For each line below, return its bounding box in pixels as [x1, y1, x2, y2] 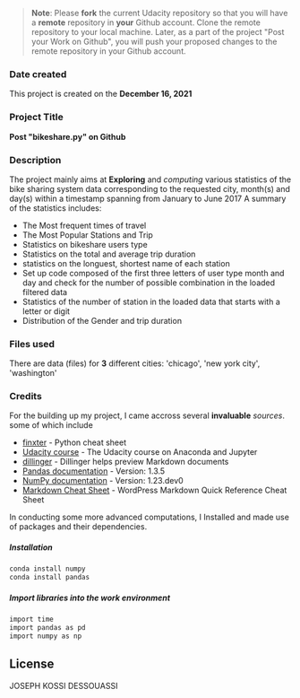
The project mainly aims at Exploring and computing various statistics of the [9, 174, 292, 185]
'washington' [9, 368, 57, 379]
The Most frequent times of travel [21, 220, 147, 231]
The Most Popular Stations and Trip [21, 229, 154, 240]
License [9, 657, 55, 672]
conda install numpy [9, 564, 87, 573]
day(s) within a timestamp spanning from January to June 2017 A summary [9, 193, 287, 204]
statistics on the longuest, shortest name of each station [21, 257, 230, 268]
